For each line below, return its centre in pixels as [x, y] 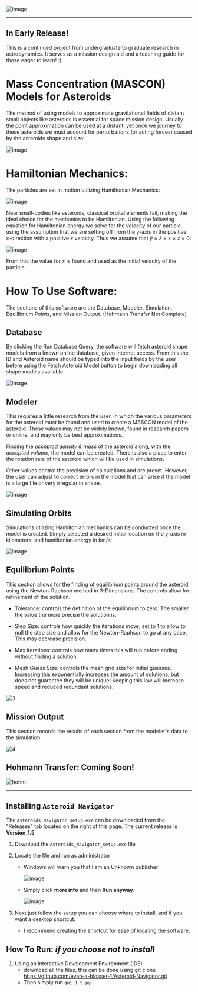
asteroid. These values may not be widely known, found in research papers [98, 429]
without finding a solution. [46, 656]
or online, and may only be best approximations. [65, 435]
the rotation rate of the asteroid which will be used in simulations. [85, 459]
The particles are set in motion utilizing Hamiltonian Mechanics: [83, 190]
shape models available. [35, 372]
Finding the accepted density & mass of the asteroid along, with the [88, 446]
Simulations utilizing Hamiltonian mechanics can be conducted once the [94, 527]
